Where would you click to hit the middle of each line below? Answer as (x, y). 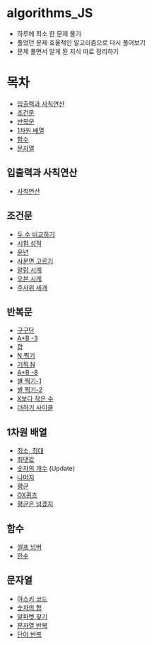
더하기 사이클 (35, 408)
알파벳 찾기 (32, 617)
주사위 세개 (32, 287)
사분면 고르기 (35, 261)
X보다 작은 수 (35, 399)
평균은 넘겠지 (35, 504)
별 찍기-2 (30, 390)
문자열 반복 (32, 625)
